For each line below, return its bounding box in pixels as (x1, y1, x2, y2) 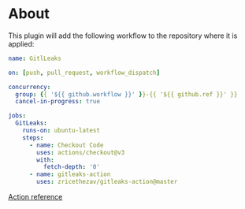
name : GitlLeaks (8, 54, 61, 62)
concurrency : (8, 83, 51, 91)
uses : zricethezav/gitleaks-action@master (36, 178, 178, 186)
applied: (8, 39, 35, 48)
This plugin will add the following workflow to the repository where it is (8, 31, 238, 40)
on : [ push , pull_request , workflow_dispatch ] (8, 69, 160, 77)
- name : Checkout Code (28, 141, 104, 149)
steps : (22, 133, 44, 142)
